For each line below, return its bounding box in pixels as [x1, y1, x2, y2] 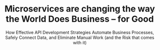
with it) [72, 39, 87, 45]
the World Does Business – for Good [5, 13, 154, 25]
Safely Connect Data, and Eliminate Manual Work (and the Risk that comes [5, 35, 155, 40]
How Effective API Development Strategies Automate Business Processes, [5, 29, 154, 35]
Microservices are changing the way [4, 3, 155, 14]
